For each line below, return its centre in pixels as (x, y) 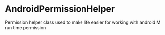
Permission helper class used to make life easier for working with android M (83, 22)
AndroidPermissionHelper (60, 9)
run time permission (26, 27)
